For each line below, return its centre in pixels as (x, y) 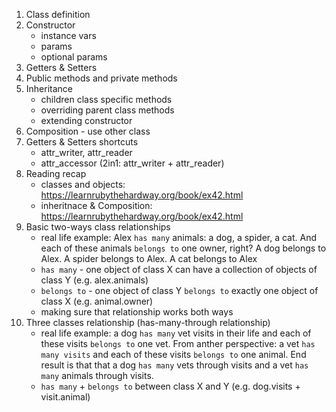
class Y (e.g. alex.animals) (94, 280)
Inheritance (49, 88)
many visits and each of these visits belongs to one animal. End (173, 354)
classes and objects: (83, 184)
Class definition (58, 14)
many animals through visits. (97, 375)
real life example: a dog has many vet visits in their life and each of (176, 333)
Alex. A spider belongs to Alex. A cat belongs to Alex (149, 258)
